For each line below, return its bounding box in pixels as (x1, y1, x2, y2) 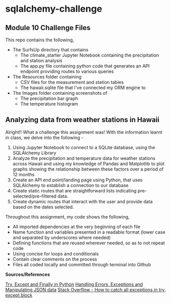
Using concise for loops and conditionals (12, 251, 99, 257)
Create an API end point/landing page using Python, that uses (12, 177, 143, 183)
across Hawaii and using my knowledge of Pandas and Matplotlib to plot (12, 160, 165, 167)
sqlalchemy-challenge (5, 3, 103, 15)
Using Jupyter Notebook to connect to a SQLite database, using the (12, 144, 156, 150)
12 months (12, 171, 35, 177)
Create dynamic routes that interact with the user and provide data (12, 198, 153, 204)
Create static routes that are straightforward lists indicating (12, 187, 137, 194)
